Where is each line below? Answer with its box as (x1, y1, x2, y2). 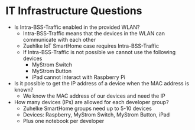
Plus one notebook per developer (22, 117, 105, 124)
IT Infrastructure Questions (5, 4, 142, 18)
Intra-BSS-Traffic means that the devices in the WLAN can (22, 29, 165, 36)
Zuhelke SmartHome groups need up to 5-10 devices (22, 105, 152, 112)
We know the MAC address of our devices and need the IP (22, 92, 166, 99)
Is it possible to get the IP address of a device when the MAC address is (14, 79, 190, 86)
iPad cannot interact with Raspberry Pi (31, 74, 125, 81)
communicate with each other (22, 36, 96, 43)
